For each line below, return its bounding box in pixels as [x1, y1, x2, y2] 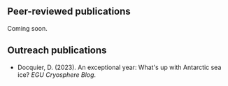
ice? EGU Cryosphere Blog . [17, 70, 97, 79]
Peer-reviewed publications [7, 6, 131, 17]
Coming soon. [7, 24, 48, 32]
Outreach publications [7, 45, 107, 57]
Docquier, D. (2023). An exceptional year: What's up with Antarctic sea [17, 63, 222, 71]
